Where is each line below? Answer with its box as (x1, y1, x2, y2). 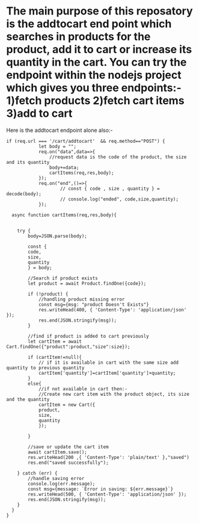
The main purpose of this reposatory (6, 4, 194, 18)
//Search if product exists (28, 275, 98, 281)
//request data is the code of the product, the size (49, 154, 187, 160)
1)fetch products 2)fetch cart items (6, 94, 185, 108)
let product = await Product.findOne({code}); (28, 280, 147, 287)
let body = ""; (38, 143, 77, 149)
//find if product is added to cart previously (28, 333, 149, 339)
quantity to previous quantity (6, 364, 85, 371)
